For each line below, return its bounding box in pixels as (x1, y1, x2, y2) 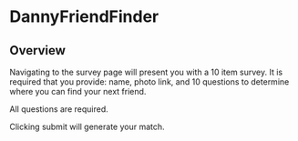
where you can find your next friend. (9, 86, 147, 96)
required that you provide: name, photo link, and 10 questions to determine (9, 76, 290, 87)
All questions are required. (9, 104, 108, 115)
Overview (9, 43, 67, 58)
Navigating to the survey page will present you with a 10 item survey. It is (9, 66, 283, 77)
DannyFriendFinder (9, 6, 159, 27)
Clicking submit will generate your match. (9, 121, 166, 132)
